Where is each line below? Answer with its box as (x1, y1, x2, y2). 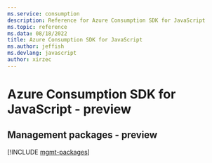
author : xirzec (7, 56, 52, 63)
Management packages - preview (7, 129, 158, 141)
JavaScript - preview (7, 101, 132, 117)
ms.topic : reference (7, 23, 68, 30)
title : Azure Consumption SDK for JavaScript (7, 37, 143, 44)
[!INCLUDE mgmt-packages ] (7, 148, 90, 156)
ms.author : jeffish (7, 43, 65, 50)
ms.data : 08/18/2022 (7, 30, 68, 37)
